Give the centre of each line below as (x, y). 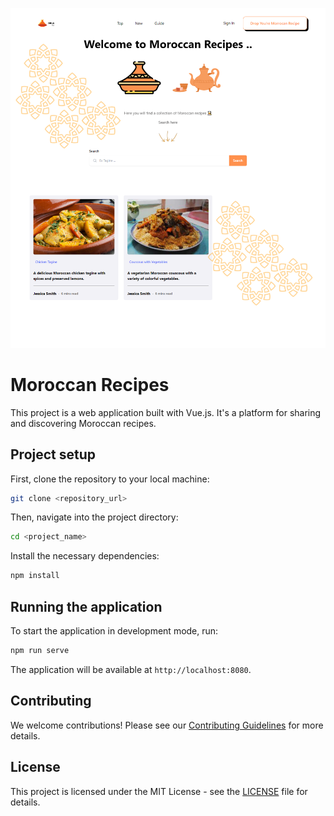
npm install (35, 576)
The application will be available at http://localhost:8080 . (131, 669)
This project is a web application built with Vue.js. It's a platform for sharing (166, 412)
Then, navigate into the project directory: (94, 517)
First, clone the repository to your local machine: (110, 479)
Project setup (53, 454)
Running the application (86, 606)
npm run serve (40, 651)
